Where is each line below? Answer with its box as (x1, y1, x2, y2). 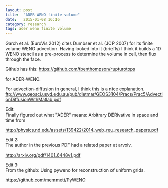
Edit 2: (5, 137, 19, 143)
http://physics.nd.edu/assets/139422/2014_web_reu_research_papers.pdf (5, 127, 159, 133)
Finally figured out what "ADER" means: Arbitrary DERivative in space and (5, 112, 158, 118)
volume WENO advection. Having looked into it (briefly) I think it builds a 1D (5, 46, 161, 52)
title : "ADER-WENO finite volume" (5, 12, 80, 17)
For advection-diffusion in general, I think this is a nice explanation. (5, 86, 145, 92)
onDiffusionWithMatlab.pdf (5, 97, 62, 103)
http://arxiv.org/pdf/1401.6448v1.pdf (5, 152, 81, 158)
